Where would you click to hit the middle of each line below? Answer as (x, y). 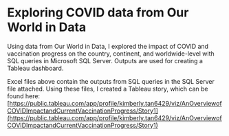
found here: (23, 96)
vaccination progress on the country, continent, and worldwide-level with (111, 54)
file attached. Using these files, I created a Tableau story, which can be (108, 89)
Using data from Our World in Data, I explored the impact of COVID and (108, 46)
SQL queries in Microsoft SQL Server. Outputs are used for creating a (105, 60)
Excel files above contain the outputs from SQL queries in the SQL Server (111, 81)
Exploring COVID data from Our (98, 13)
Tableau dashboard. (35, 68)
